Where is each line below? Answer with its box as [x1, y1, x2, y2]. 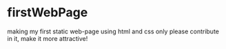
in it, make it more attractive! [7, 34, 88, 42]
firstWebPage [7, 5, 88, 20]
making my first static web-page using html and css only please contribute [7, 27, 219, 35]
